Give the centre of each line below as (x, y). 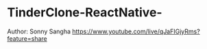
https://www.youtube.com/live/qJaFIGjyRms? (136, 31)
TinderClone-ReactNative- (85, 13)
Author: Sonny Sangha (39, 31)
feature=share (27, 38)
